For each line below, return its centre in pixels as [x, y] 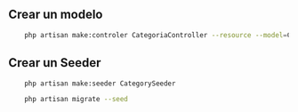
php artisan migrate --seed [76, 100]
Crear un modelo [56, 15]
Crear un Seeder [55, 63]
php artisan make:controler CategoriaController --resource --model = [156, 35]
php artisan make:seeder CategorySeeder [100, 84]
